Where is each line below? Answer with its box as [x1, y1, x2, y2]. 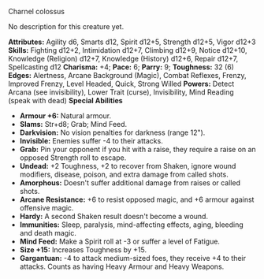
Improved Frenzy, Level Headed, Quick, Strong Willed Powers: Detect [8, 79, 235, 88]
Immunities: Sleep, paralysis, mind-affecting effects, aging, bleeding [19, 220, 244, 229]
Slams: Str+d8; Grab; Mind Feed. [19, 120, 128, 128]
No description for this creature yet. [8, 22, 125, 31]
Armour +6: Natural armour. [19, 111, 112, 121]
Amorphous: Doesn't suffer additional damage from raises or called [19, 178, 240, 188]
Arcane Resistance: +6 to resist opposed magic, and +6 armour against [19, 195, 255, 204]
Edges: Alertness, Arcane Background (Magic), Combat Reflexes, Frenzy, [8, 71, 247, 80]
